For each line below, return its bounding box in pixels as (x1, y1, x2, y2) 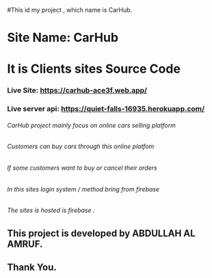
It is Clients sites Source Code (7, 61, 181, 77)
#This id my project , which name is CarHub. (7, 6, 133, 14)
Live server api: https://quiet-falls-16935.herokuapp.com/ (7, 104, 205, 114)
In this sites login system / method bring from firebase (7, 185, 160, 193)
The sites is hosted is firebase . (7, 206, 95, 215)
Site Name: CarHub (7, 30, 118, 45)
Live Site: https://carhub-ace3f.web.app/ (7, 86, 148, 95)
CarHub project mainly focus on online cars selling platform (7, 121, 176, 129)
